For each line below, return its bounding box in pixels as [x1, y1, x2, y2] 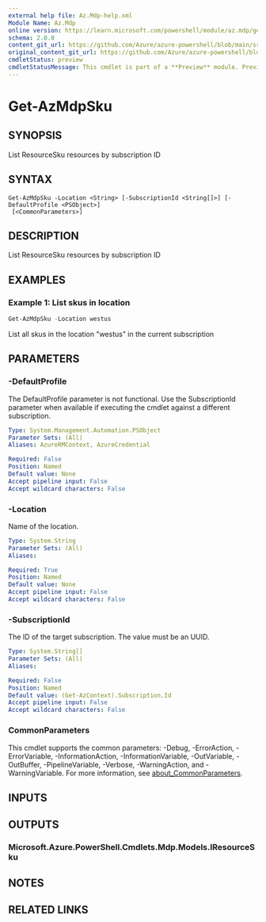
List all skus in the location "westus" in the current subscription [8, 329, 215, 339]
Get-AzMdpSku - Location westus [8, 315, 112, 323]
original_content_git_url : [8, 48, 97, 56]
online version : [8, 26, 62, 34]
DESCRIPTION [8, 229, 79, 243]
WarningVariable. [8, 768, 65, 778]
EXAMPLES [8, 273, 66, 286]
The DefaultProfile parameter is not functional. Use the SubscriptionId [8, 394, 236, 404]
